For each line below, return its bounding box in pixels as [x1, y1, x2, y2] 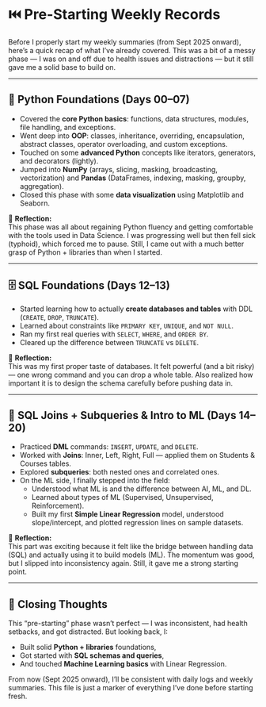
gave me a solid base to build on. [8, 62, 116, 71]
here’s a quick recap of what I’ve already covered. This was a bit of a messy [8, 45, 256, 55]
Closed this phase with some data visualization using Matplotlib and [19, 190, 244, 199]
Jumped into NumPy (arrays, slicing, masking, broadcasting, [19, 164, 218, 174]
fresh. [8, 691, 28, 701]
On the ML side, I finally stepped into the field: [19, 476, 170, 486]
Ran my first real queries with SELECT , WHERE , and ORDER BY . [19, 329, 209, 339]
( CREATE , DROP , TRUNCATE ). [19, 312, 99, 321]
